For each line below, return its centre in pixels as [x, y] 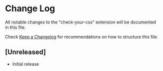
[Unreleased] [26, 52]
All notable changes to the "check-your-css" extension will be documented [81, 22]
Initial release [25, 64]
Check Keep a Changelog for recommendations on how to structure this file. [82, 37]
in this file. [15, 27]
